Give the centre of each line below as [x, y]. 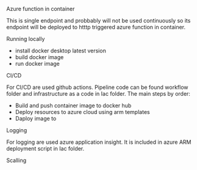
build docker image [39, 57]
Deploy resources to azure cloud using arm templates [83, 112]
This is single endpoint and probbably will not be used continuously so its [99, 20]
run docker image [37, 64]
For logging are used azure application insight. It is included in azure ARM [99, 142]
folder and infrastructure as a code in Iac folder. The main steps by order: [99, 94]
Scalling [16, 160]
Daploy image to [36, 119]
